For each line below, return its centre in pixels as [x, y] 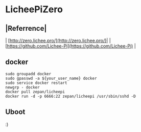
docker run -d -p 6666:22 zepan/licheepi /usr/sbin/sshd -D [71, 96]
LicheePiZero [34, 9]
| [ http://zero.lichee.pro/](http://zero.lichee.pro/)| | [58, 40]
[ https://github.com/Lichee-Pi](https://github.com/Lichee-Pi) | [71, 46]
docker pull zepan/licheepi [35, 92]
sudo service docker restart [36, 83]
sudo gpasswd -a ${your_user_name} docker [51, 78]
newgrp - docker [22, 87]
